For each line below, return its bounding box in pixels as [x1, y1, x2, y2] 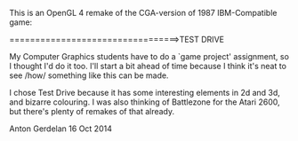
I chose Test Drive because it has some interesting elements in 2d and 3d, [9, 88, 280, 98]
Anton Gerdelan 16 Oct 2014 [9, 123, 113, 134]
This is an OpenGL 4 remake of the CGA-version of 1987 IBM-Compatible [9, 8, 278, 18]
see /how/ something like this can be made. [9, 70, 169, 81]
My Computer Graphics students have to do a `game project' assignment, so [9, 51, 289, 61]
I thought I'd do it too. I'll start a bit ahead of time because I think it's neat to [9, 61, 287, 71]
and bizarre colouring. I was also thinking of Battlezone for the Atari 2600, [9, 97, 280, 107]
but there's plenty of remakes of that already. [9, 106, 175, 116]
